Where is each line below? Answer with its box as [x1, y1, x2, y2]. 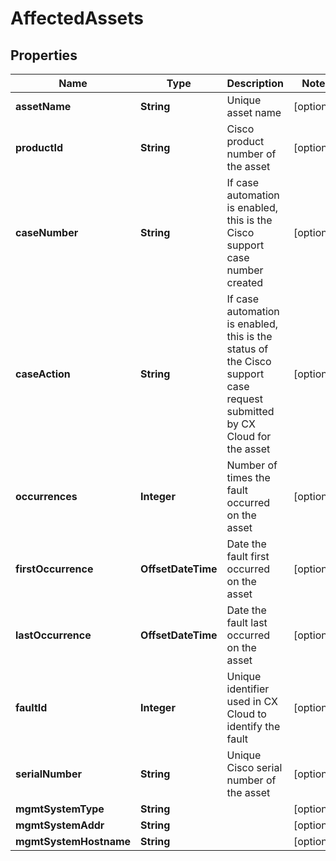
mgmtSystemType [15, 802, 105, 816]
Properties [10, 47, 78, 64]
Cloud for [226, 430, 272, 443]
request [226, 392, 263, 406]
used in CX [226, 695, 278, 708]
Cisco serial [226, 761, 283, 774]
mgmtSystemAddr [15, 818, 105, 832]
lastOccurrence [15, 628, 92, 642]
